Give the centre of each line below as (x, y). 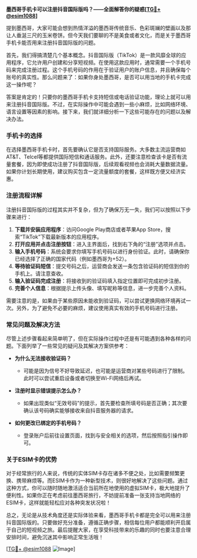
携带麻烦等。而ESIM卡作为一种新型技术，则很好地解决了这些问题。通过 (102, 480)
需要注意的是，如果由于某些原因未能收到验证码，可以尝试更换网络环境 (91, 300)
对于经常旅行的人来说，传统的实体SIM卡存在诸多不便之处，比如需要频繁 (93, 473)
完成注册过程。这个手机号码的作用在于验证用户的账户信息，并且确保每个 (103, 70)
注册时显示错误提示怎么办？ (48, 391)
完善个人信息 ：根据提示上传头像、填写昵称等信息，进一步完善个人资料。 (102, 288)
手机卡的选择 (24, 136)
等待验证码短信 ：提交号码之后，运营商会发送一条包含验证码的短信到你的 (102, 266)
